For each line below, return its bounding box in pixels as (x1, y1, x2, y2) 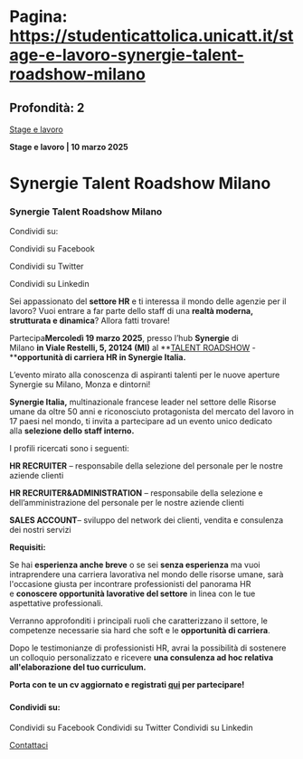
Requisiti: (9, 542, 46, 553)
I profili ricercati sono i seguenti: (9, 443, 129, 454)
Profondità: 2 (9, 100, 85, 115)
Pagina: (9, 6, 68, 27)
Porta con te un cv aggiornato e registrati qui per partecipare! (9, 679, 245, 690)
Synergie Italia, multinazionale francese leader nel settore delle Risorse (9, 396, 277, 408)
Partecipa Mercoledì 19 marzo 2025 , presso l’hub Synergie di (9, 333, 239, 344)
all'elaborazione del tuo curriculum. (9, 662, 147, 673)
